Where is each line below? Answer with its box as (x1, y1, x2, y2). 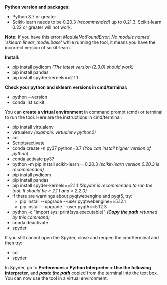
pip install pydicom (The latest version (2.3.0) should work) (12, 64, 134, 70)
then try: (5, 240, 23, 246)
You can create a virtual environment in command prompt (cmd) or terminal (5, 109, 163, 115)
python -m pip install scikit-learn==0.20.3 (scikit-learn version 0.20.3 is (12, 161, 160, 167)
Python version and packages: (5, 4, 70, 10)
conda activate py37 (12, 156, 55, 162)
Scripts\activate (12, 140, 45, 146)
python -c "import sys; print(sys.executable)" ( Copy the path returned (12, 209, 158, 215)
